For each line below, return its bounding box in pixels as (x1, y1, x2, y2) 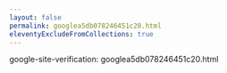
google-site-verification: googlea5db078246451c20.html (9, 54, 219, 65)
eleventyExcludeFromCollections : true (9, 29, 154, 38)
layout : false (9, 12, 63, 22)
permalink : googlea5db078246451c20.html (9, 21, 163, 30)
